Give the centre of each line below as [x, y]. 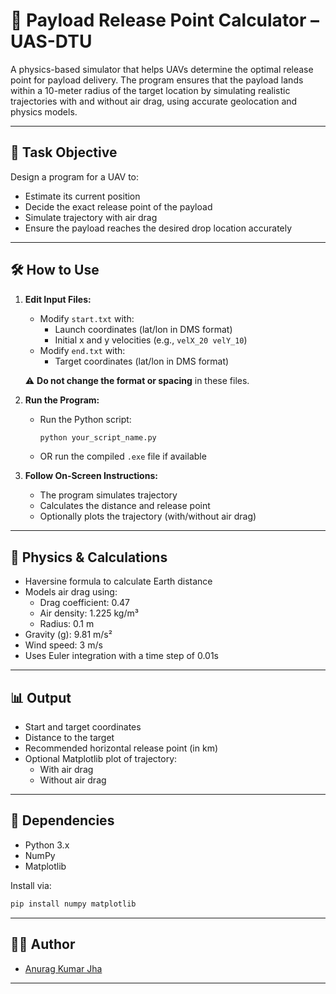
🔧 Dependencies [62, 820]
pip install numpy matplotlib [73, 904]
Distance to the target [69, 738]
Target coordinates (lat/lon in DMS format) [142, 361]
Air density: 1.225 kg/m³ [89, 613]
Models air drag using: [71, 592]
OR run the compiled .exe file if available [123, 456]
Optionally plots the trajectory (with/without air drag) [148, 516]
